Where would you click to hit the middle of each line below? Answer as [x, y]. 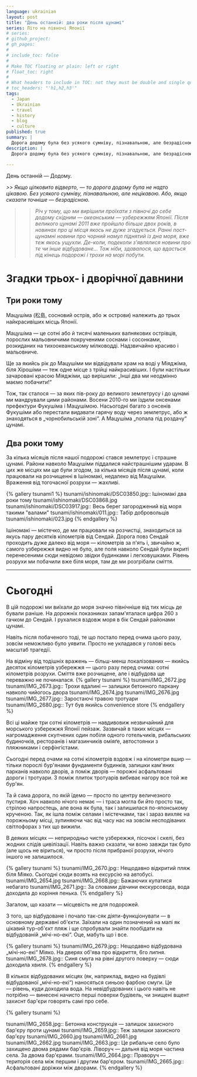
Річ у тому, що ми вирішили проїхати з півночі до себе [103, 211]
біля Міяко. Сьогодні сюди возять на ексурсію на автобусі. [80, 874]
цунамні [45, 236]
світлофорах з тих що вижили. [44, 826]
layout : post [22, 17]
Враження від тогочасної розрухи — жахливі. [63, 482]
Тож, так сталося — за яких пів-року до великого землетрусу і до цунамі [98, 394]
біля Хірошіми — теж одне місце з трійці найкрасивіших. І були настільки [98, 370]
